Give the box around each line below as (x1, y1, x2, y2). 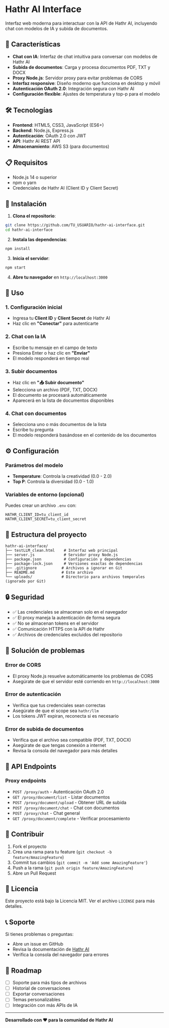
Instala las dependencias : (12, 236, 67, 242)
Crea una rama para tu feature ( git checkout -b (12, 848, 112, 854)
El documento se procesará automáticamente (12, 392, 107, 398)
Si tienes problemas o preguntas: (5, 931, 74, 937)
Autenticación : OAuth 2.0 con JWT (12, 132, 87, 139)
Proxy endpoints (5, 777, 47, 784)
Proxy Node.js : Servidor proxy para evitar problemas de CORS (12, 74, 142, 81)
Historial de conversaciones (12, 985, 70, 991)
